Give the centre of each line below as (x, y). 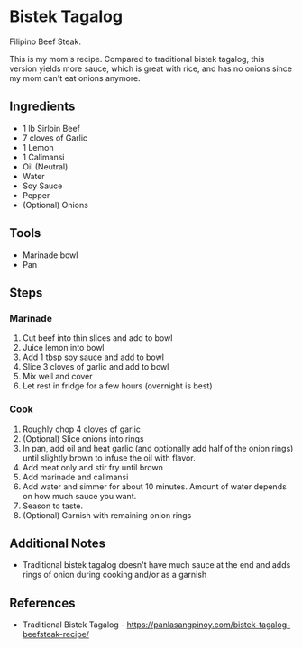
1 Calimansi (43, 157)
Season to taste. (53, 506)
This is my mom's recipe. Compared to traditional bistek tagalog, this (137, 59)
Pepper (36, 195)
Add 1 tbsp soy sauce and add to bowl (93, 357)
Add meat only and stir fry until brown (93, 467)
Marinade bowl (50, 255)
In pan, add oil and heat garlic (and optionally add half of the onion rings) (158, 448)
